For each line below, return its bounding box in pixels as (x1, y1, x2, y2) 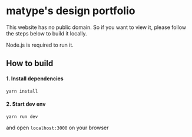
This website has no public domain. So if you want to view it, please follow (6, 24, 187, 31)
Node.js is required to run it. (6, 41, 74, 48)
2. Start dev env (6, 100, 46, 107)
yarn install (6, 88, 38, 94)
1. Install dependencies (6, 75, 64, 82)
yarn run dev (6, 113, 38, 119)
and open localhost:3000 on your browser (6, 124, 109, 131)
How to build (6, 58, 54, 68)
